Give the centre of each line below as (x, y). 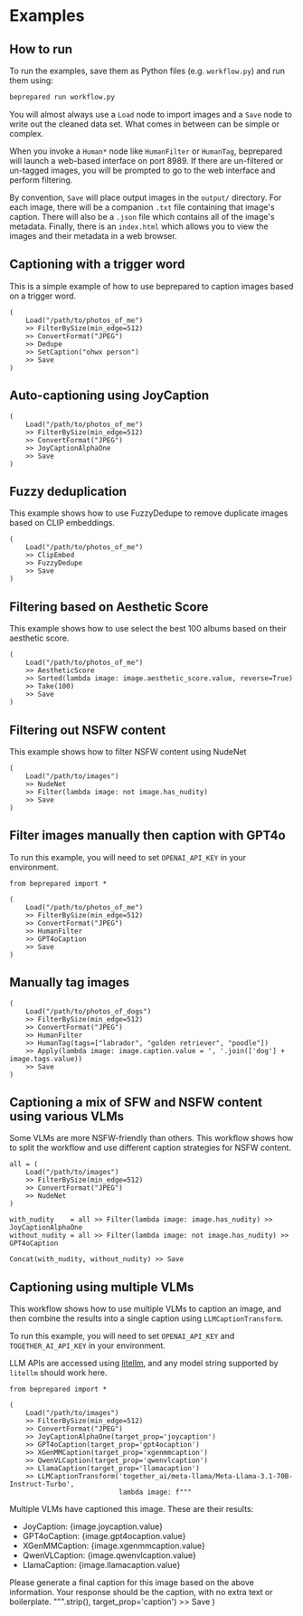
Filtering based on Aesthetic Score (109, 607)
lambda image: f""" (156, 1492)
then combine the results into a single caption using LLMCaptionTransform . (146, 1318)
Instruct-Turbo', (42, 1485)
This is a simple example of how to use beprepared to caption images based (151, 286)
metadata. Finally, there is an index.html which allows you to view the (139, 226)
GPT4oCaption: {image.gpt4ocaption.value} (104, 1536)
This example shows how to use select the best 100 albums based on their (148, 629)
